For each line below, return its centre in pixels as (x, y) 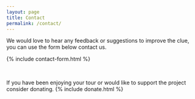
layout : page (23, 12)
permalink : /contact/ (34, 23)
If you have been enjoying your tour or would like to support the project (96, 82)
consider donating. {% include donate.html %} (65, 89)
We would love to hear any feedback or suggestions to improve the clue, (98, 41)
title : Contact (26, 18)
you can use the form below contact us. (57, 47)
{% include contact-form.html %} (48, 59)
